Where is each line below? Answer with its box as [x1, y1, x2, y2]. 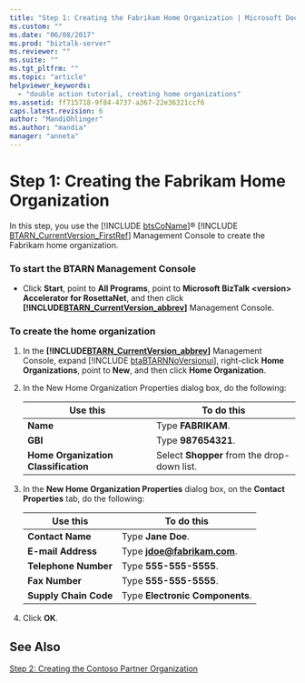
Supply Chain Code [26, 589, 113, 602]
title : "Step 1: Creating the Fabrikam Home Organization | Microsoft [9, 13, 282, 23]
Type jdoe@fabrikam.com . [121, 545, 238, 557]
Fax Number [26, 575, 82, 588]
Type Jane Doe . [121, 530, 191, 543]
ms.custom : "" [9, 22, 64, 31]
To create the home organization [9, 325, 156, 337]
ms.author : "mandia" [9, 124, 88, 133]
